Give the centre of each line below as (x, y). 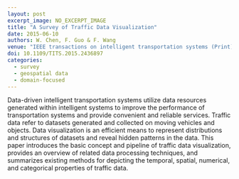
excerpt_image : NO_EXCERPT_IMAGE (57, 21)
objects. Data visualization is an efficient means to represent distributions (115, 130)
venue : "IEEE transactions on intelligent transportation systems (108, 47)
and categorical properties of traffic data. (68, 168)
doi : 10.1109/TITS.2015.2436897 (55, 54)
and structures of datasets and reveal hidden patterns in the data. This (111, 138)
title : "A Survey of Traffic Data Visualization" (83, 27)
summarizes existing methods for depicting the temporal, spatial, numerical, (118, 161)
